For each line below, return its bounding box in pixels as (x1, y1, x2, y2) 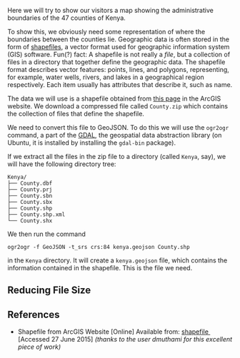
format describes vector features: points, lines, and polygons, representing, (7, 66, 230, 73)
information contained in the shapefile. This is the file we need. (7, 264, 193, 272)
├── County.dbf (7, 180, 53, 187)
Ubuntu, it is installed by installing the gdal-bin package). (7, 138, 176, 147)
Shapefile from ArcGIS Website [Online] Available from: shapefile (17, 327, 209, 336)
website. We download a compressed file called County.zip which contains (7, 102, 229, 110)
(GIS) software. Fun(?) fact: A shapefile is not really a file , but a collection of (7, 50, 231, 58)
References (7, 308, 60, 320)
